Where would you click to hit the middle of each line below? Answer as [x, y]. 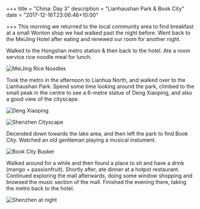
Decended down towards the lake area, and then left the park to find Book [97, 134]
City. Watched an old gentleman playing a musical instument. [81, 140]
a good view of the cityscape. [43, 99]
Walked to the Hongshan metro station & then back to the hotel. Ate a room [98, 51]
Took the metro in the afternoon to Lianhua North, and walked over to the [96, 80]
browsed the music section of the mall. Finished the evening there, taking [96, 182]
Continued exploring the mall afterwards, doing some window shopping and [99, 176]
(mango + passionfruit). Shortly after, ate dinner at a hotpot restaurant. [93, 169]
